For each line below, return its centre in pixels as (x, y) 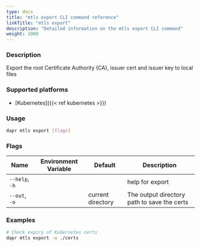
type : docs (20, 12)
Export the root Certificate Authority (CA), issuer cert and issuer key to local (100, 68)
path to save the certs (158, 202)
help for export (148, 182)
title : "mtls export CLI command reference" (63, 17)
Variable (59, 169)
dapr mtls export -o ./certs (42, 238)
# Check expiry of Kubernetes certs (52, 233)
